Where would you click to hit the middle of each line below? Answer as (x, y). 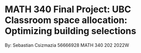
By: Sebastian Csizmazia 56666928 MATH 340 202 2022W (67, 45)
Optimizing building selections (70, 31)
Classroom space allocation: (66, 20)
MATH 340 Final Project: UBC (68, 9)
